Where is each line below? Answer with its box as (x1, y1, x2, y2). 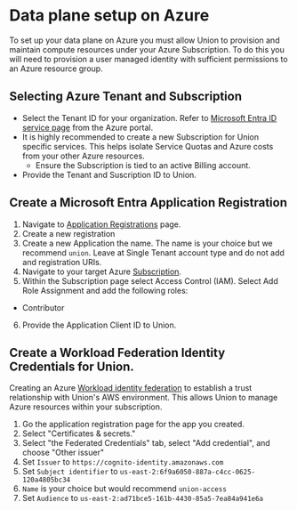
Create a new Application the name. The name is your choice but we (21, 238, 273, 248)
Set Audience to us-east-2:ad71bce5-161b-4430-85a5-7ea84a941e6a (21, 493, 264, 504)
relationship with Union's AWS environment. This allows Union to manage (9, 393, 278, 403)
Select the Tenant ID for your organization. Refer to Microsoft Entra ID (21, 112, 277, 123)
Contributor (21, 302, 65, 312)
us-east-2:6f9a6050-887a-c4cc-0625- (119, 468, 256, 477)
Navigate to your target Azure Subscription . (21, 266, 182, 277)
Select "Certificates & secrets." (21, 428, 136, 439)
